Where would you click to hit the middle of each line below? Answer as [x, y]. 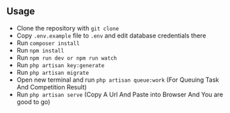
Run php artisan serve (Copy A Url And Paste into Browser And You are [120, 94]
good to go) [33, 102]
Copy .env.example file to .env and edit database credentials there [111, 35]
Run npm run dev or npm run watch [67, 58]
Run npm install [40, 50]
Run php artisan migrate [53, 72]
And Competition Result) [52, 87]
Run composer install [48, 43]
